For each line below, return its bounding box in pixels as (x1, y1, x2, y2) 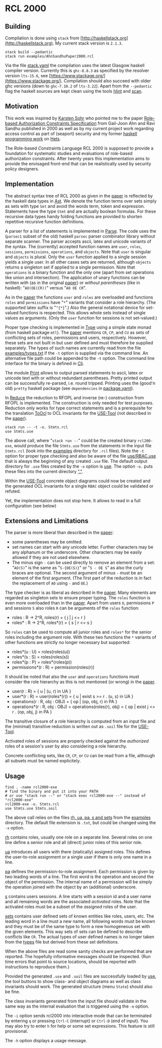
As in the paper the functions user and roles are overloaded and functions (5, 294, 153, 300)
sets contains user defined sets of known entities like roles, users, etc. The (5, 913, 154, 919)
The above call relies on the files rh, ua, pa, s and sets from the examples (5, 814, 151, 821)
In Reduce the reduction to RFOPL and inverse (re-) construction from (5, 394, 144, 401)
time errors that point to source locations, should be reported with (5, 959, 136, 964)
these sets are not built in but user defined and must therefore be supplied (5, 339, 153, 345)
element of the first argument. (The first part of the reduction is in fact (12, 575, 151, 581)
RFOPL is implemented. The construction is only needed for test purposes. (5, 400, 154, 406)
